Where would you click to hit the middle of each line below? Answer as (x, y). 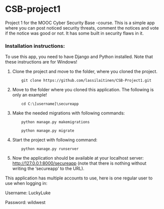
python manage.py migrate (48, 131)
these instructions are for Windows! (41, 62)
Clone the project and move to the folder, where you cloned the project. (85, 71)
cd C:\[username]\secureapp (50, 104)
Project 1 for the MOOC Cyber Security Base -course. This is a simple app (80, 23)
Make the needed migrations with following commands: (68, 113)
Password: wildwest (25, 203)
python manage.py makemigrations (56, 122)
